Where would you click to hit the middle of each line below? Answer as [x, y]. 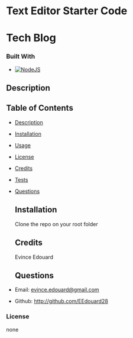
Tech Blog [31, 38]
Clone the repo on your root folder [56, 224]
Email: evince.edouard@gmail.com [57, 290]
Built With [21, 56]
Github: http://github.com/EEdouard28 [61, 301]
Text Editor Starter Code [67, 11]
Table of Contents [40, 108]
